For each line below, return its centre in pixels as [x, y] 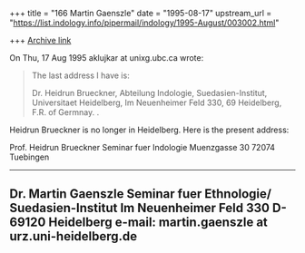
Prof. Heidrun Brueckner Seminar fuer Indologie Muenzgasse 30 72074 [142, 147]
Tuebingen [30, 157]
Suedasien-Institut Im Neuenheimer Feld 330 [140, 208]
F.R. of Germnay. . [65, 112]
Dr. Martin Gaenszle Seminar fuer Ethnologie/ [141, 194]
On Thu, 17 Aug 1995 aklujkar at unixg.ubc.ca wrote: [107, 58]
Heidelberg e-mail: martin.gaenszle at [158, 223]
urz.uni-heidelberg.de [74, 236]
